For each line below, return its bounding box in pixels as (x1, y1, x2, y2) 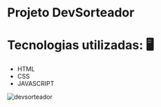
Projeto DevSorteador (7, 5, 135, 21)
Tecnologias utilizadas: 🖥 (7, 38, 154, 53)
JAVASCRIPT (17, 80, 55, 88)
